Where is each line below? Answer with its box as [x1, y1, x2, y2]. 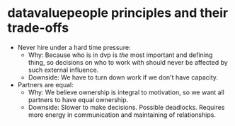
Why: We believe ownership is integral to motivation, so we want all [28, 88, 224, 96]
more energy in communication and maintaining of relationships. [28, 111, 216, 119]
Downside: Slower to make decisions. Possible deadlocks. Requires [28, 103, 225, 111]
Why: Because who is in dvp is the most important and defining [28, 51, 213, 59]
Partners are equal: [17, 80, 74, 89]
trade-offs [7, 20, 69, 36]
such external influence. [28, 65, 99, 74]
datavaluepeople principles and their [7, 5, 229, 21]
